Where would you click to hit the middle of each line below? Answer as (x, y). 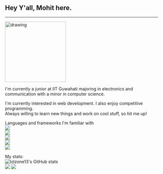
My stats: (14, 156)
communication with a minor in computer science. (55, 94)
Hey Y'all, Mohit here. (38, 8)
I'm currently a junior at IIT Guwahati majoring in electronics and (69, 88)
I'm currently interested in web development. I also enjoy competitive (74, 103)
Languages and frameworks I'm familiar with (49, 123)
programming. (19, 108)
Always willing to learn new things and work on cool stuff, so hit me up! (76, 114)
